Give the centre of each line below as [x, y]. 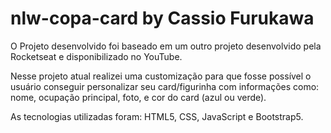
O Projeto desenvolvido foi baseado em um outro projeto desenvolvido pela [166, 46]
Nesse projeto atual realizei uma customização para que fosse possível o [161, 76]
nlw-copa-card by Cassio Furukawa [162, 18]
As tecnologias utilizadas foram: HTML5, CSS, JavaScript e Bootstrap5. [157, 116]
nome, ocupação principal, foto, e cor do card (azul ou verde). [138, 97]
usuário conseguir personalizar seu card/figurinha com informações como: [165, 86]
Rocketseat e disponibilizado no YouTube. [96, 56]
